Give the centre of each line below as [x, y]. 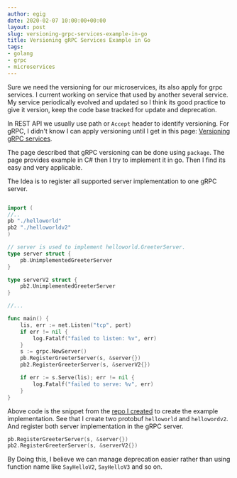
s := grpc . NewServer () [54, 352]
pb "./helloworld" [34, 221]
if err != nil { [44, 332]
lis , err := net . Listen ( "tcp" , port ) [76, 325]
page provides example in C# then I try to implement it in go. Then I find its [116, 160]
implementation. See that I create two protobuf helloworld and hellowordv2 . [118, 418]
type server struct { [39, 254]
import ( [20, 208]
